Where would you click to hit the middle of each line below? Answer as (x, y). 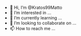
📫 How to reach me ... (32, 28)
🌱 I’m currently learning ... (36, 18)
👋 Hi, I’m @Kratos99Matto (36, 8)
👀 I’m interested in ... (30, 13)
